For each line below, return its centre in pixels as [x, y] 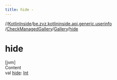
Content [13, 67]
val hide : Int [17, 73]
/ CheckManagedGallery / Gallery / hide [42, 29]
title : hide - [19, 10]
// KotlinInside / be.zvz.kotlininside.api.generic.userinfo [58, 24]
